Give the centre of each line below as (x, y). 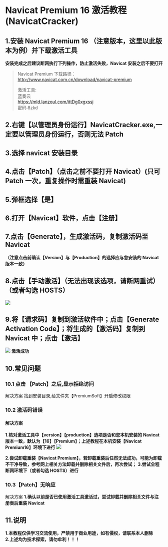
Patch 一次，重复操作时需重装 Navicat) (65, 181)
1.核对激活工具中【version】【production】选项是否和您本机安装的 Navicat (82, 435)
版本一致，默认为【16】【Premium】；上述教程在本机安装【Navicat (73, 441)
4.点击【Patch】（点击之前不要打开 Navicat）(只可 (83, 171)
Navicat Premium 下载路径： (47, 74)
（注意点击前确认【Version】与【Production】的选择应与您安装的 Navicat (82, 257)
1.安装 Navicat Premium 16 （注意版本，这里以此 (80, 41)
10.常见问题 (23, 368)
